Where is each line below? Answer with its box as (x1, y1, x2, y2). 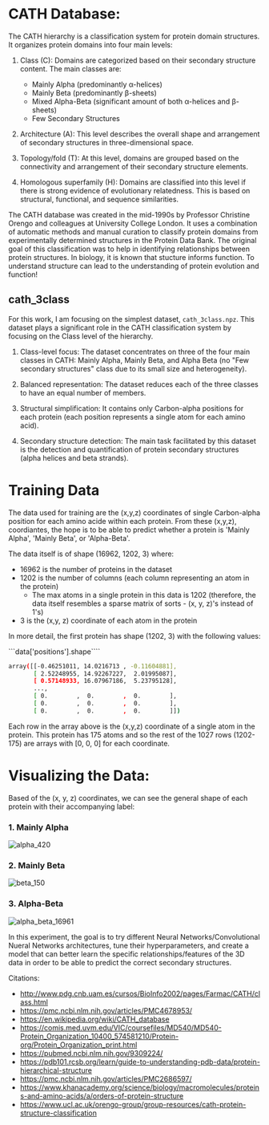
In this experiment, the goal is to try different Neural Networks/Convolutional (8, 932, 260, 941)
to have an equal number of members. (19, 388, 147, 397)
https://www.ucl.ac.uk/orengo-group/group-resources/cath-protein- (19, 1099, 247, 1109)
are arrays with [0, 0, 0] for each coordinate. (23, 738, 171, 748)
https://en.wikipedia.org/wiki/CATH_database (19, 1014, 170, 1024)
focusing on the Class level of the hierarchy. (8, 331, 154, 341)
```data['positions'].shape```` (8, 647, 101, 656)
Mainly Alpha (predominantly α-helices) (31, 79, 163, 89)
